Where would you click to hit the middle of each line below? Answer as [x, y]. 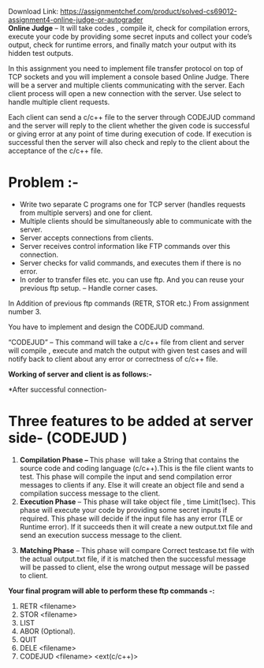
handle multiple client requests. [59, 102]
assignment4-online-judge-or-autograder [76, 20]
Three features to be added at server [131, 421]
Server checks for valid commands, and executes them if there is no [130, 262]
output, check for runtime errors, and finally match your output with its [122, 45]
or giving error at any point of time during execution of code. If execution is [130, 134]
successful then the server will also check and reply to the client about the [129, 142]
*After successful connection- [58, 389]
